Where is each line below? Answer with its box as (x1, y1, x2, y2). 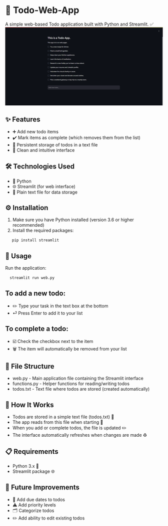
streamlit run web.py (9, 275, 55, 280)
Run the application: (5, 265, 46, 271)
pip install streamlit (11, 238, 59, 243)
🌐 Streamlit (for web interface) (12, 183, 76, 190)
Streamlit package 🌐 (12, 468, 55, 474)
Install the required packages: (12, 228, 74, 234)
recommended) (12, 222, 44, 228)
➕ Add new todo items (12, 128, 59, 134)
